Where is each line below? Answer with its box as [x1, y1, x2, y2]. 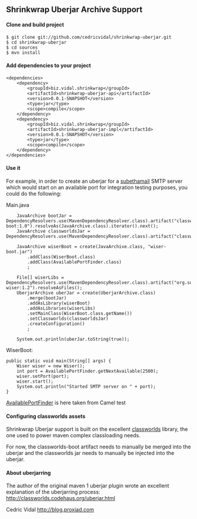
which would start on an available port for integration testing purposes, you [6, 184, 188, 190]
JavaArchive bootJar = [16, 213, 72, 219]
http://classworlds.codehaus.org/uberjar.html [6, 495, 116, 502]
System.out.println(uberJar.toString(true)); [16, 336, 130, 342]
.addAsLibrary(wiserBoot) [27, 300, 91, 306]
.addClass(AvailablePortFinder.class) [27, 259, 122, 265]
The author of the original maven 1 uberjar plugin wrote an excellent [6, 482, 169, 490]
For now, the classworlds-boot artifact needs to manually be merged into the [6, 443, 191, 450]
